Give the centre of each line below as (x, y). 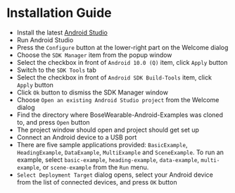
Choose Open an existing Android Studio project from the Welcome (118, 99)
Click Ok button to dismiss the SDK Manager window (92, 92)
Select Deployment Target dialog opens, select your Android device (115, 175)
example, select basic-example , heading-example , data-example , (108, 159)
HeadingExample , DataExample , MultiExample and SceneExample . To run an (120, 152)
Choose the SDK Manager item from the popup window (94, 55)
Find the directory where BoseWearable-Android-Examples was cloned (120, 115)
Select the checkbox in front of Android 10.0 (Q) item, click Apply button (122, 62)
